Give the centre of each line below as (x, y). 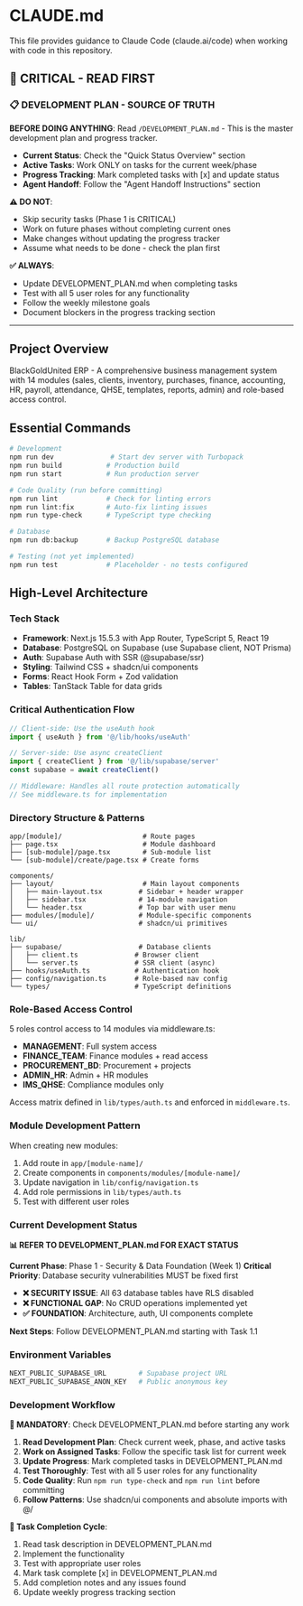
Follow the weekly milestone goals (86, 303)
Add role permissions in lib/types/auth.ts (102, 1191)
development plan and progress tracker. (83, 137)
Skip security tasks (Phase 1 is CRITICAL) (99, 219)
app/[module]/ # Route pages (102, 836)
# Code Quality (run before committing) (87, 490)
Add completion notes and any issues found (104, 1583)
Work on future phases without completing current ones (127, 229)
